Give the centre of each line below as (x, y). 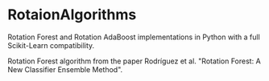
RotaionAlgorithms (72, 15)
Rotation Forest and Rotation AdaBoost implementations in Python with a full (134, 37)
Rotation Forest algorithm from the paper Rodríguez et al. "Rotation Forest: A (134, 61)
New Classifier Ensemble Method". (65, 69)
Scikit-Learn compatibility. (51, 45)
